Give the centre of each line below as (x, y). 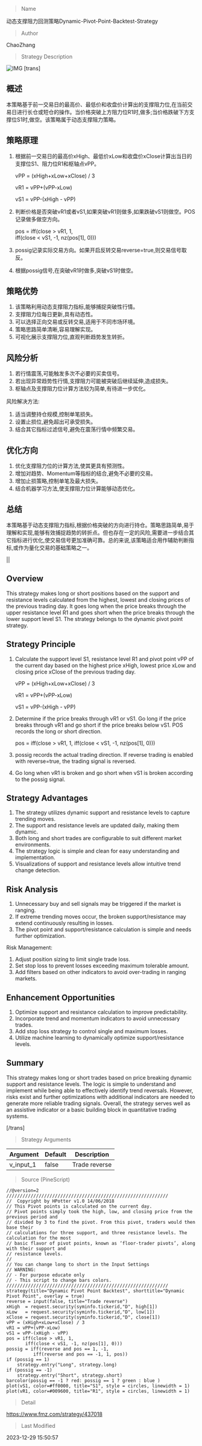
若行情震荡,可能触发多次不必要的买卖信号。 (68, 374)
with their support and (36, 1249)
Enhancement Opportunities (61, 997)
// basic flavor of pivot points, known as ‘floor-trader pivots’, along (101, 1243)
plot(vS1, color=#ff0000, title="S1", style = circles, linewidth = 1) (98, 1386)
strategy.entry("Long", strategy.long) (67, 1365)
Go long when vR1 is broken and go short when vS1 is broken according (104, 772)
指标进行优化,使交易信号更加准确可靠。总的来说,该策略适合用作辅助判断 (100, 540)
